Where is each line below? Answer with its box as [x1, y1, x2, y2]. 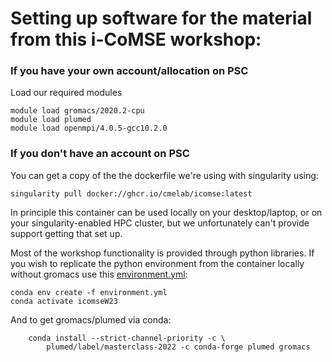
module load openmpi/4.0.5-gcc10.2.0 [10, 123, 168, 134]
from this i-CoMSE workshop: [10, 28, 262, 51]
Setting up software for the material [10, 7, 313, 30]
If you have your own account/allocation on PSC [10, 64, 249, 78]
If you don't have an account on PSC [10, 147, 190, 161]
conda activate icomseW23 [10, 296, 118, 306]
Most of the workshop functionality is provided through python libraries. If [10, 247, 315, 259]
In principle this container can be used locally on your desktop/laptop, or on [10, 206, 323, 218]
